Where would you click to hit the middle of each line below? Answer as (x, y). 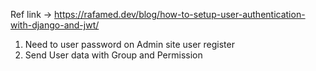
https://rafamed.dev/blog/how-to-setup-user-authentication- (180, 14)
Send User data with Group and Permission (113, 55)
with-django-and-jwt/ (55, 25)
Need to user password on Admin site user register (129, 44)
